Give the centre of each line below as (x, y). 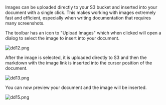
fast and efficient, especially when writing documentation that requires (78, 18)
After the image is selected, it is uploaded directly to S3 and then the (76, 57)
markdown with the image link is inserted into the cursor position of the (79, 63)
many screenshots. (25, 23)
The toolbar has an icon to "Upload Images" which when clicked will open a (83, 33)
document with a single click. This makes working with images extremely (80, 12)
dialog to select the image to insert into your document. (62, 38)
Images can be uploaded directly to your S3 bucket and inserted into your (81, 7)
